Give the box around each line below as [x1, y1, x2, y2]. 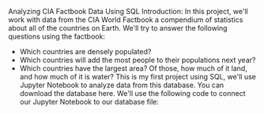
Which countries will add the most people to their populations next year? [19, 55, 256, 64]
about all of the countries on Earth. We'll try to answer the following [8, 24, 228, 32]
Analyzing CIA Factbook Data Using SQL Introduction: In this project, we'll [8, 7, 249, 16]
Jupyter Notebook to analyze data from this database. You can [19, 80, 224, 90]
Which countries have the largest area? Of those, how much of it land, [19, 64, 247, 73]
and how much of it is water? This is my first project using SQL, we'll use [19, 72, 257, 81]
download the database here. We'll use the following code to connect [19, 89, 247, 97]
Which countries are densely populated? [19, 47, 152, 56]
